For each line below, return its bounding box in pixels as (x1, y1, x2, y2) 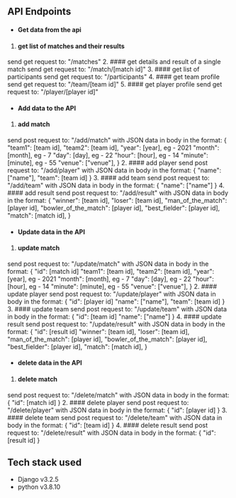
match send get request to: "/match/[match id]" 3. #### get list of (7, 65, 200, 74)
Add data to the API (17, 104, 77, 112)
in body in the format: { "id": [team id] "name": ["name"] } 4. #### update (7, 312, 222, 321)
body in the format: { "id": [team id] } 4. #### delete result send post (7, 421, 208, 429)
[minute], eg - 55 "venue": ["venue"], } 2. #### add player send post (7, 158, 208, 167)
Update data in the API (17, 227, 85, 236)
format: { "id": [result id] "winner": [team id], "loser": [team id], (7, 327, 190, 336)
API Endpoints (7, 6, 72, 18)
